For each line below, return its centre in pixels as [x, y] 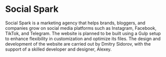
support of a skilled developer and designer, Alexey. [59, 49]
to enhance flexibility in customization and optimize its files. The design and [83, 39]
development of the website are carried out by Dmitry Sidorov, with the [78, 44]
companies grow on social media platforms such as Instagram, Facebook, [81, 28]
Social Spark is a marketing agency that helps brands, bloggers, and [75, 23]
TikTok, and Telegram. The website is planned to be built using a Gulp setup [83, 33]
